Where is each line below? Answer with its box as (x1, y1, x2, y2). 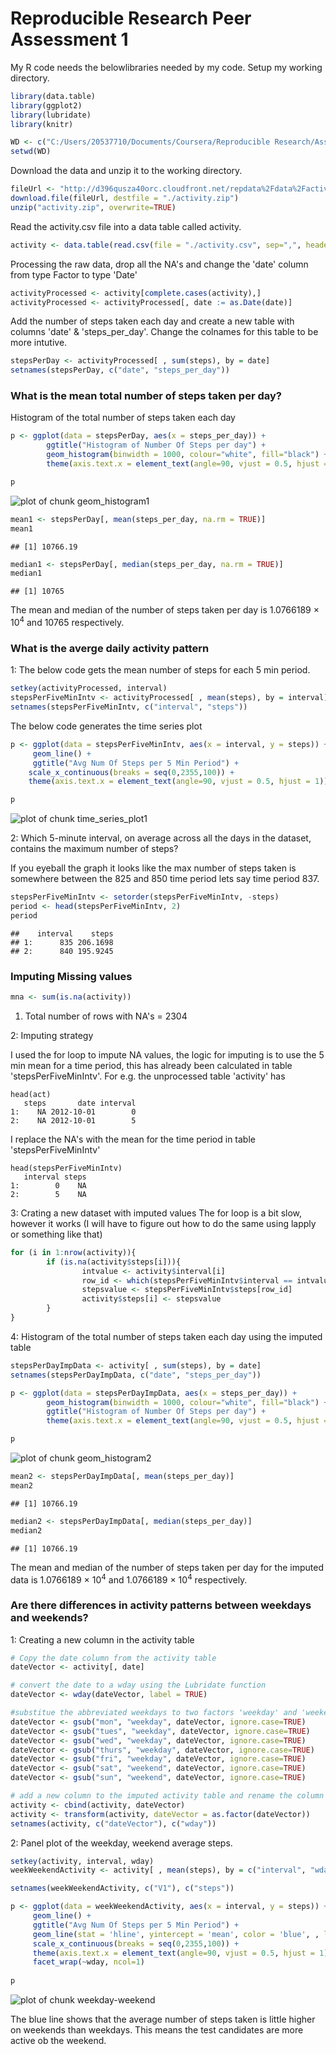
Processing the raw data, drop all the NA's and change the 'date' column (10, 258, 309, 270)
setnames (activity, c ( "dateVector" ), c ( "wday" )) (10, 1818, 217, 1829)
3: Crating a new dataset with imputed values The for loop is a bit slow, (10, 1207, 303, 1219)
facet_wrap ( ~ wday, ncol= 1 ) (32, 1957, 145, 1967)
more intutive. (10, 337, 68, 349)
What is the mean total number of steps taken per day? (10, 389, 282, 403)
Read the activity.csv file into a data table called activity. (10, 220, 242, 232)
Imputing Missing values (10, 969, 133, 983)
